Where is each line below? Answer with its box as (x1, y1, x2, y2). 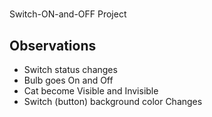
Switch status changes (23, 64, 118, 75)
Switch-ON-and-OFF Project (9, 8, 127, 20)
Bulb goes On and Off (23, 74, 114, 86)
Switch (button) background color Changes (23, 96, 203, 107)
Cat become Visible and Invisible (23, 85, 159, 97)
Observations (9, 37, 97, 54)
